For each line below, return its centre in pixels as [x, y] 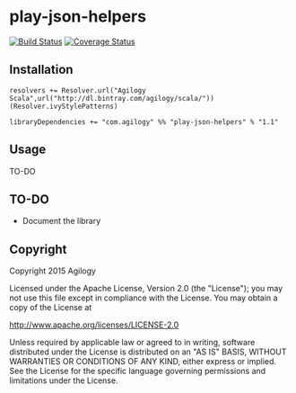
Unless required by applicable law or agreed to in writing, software [132, 343]
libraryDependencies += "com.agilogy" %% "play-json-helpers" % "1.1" [144, 122]
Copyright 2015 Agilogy [53, 271]
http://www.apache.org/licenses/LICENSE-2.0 [94, 325]
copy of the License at [51, 308]
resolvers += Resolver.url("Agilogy [78, 90]
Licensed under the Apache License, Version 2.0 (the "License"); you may [146, 289]
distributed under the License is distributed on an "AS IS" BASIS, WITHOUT [148, 352]
